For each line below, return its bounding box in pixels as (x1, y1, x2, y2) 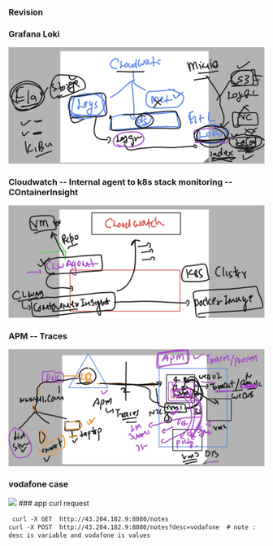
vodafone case (8, 478, 69, 490)
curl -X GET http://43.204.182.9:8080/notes (11, 515, 169, 523)
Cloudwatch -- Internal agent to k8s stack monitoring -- (8, 177, 233, 187)
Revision (8, 7, 44, 18)
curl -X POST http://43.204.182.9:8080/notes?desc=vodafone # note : (8, 523, 256, 531)
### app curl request (18, 498, 89, 508)
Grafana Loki (8, 28, 60, 39)
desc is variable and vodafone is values (8, 531, 151, 539)
